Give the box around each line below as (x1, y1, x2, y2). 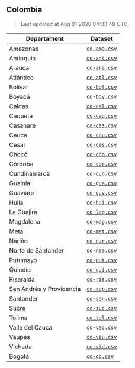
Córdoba (9, 160, 34, 168)
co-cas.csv (86, 122, 117, 129)
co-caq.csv (86, 112, 117, 119)
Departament (25, 34, 64, 43)
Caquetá (9, 112, 33, 120)
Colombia (6, 5, 43, 15)
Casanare (9, 121, 36, 130)
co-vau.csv (86, 334, 117, 340)
